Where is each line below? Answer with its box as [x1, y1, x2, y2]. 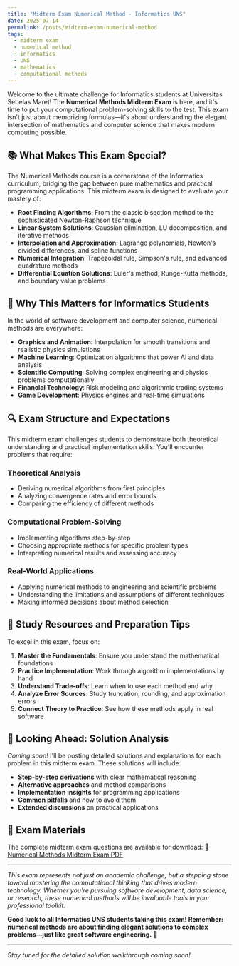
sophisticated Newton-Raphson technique [17, 216, 142, 225]
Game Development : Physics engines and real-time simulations [17, 391, 205, 400]
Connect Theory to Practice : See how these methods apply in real [17, 704, 213, 713]
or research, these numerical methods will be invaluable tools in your [7, 894, 210, 902]
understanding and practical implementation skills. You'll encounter [7, 442, 205, 451]
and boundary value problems [17, 276, 106, 286]
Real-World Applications [7, 566, 95, 576]
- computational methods [14, 70, 87, 77]
